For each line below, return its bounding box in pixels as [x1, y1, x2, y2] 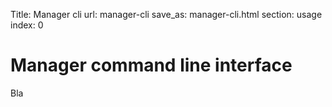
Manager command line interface [10, 54, 293, 77]
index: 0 [10, 19, 44, 31]
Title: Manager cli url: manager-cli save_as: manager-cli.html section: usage [10, 9, 323, 20]
